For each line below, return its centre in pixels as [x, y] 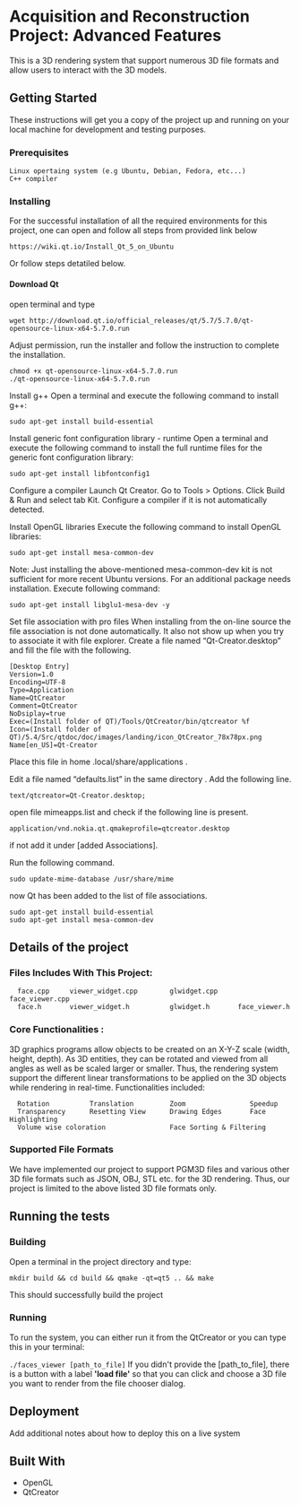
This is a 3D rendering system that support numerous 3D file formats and [144, 60]
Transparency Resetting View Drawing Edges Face [142, 1111]
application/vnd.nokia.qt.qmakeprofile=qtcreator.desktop [120, 828]
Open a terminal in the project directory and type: [100, 1261]
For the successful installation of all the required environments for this [138, 221]
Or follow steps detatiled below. [68, 264]
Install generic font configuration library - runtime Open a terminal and [139, 438]
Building [28, 1242]
